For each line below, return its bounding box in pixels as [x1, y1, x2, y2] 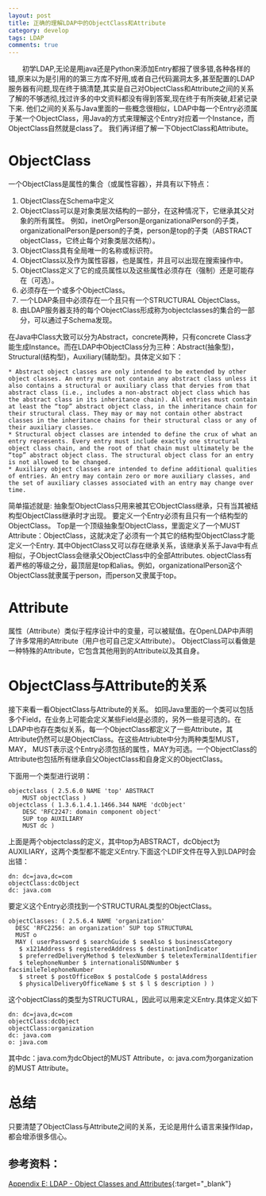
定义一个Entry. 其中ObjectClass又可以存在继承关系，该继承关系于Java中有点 [8, 541, 258, 551]
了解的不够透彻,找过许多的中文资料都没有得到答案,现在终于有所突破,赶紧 [8, 94, 245, 103]
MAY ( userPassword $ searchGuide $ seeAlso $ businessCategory [15, 938, 233, 946]
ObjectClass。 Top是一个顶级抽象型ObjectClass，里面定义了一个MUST [8, 521, 241, 531]
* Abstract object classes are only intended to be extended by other [8, 368, 247, 376]
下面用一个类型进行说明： [8, 771, 92, 780]
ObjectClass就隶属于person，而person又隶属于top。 [8, 571, 181, 580]
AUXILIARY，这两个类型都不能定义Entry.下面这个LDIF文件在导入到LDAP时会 [8, 846, 256, 856]
